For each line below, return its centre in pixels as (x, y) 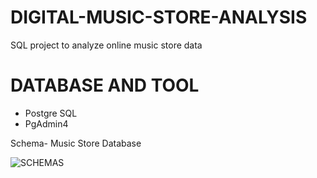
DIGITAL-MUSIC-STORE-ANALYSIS (159, 17)
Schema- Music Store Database (76, 143)
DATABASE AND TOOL (105, 85)
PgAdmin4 (46, 123)
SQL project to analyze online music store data (106, 45)
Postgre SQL (51, 113)
